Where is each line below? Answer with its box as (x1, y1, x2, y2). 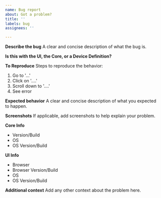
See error (12, 88, 32, 94)
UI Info (5, 152, 19, 158)
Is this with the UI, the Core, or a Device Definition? (5, 53, 112, 60)
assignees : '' (5, 26, 35, 31)
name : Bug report (5, 7, 41, 12)
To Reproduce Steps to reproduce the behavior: (5, 63, 103, 69)
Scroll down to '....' (12, 83, 51, 89)
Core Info (5, 123, 25, 129)
